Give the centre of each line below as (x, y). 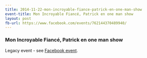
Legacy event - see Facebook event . (42, 50)
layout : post (18, 18)
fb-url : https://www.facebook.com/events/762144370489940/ (66, 23)
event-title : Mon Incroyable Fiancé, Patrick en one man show (69, 14)
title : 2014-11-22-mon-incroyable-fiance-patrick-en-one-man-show (73, 9)
